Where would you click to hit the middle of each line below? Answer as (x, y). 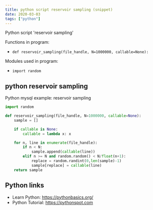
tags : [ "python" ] (23, 19)
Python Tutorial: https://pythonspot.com (52, 202)
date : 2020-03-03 (23, 14)
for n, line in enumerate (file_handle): (56, 143)
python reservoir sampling (47, 86)
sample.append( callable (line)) (63, 152)
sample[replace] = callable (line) (66, 165)
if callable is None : (36, 129)
